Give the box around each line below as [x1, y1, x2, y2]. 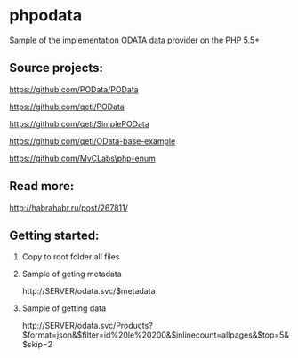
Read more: [9, 179, 75, 194]
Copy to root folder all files [21, 251, 120, 262]
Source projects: [9, 60, 104, 76]
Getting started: [9, 227, 100, 243]
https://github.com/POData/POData [9, 84, 140, 94]
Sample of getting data [21, 303, 107, 314]
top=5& [262, 330, 290, 340]
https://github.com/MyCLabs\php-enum [9, 153, 156, 163]
